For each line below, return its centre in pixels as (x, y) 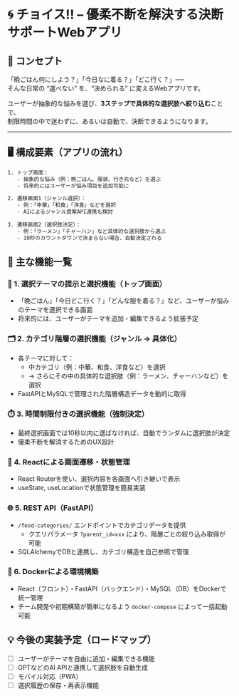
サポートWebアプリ (65, 32)
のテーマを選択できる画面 (55, 310)
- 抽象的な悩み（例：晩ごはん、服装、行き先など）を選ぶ (89, 179)
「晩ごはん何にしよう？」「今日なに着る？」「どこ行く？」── (96, 79)
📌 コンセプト (35, 61)
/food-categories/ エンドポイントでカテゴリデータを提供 (102, 525)
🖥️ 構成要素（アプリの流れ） (68, 153)
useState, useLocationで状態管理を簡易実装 (81, 488)
